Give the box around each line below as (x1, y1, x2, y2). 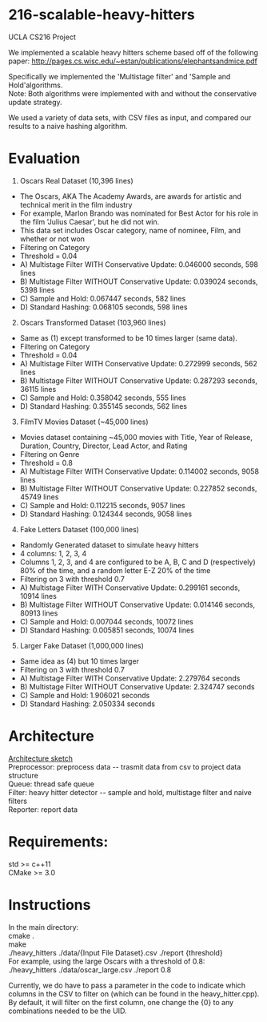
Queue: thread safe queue (8, 779, 94, 789)
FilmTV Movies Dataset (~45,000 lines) (19, 417, 149, 426)
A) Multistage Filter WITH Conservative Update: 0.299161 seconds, (19, 583, 241, 592)
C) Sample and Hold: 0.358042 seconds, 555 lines (19, 393, 186, 402)
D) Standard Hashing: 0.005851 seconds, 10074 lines (19, 625, 194, 635)
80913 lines (19, 608, 58, 618)
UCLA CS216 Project (8, 32, 76, 42)
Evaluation (8, 150, 81, 168)
